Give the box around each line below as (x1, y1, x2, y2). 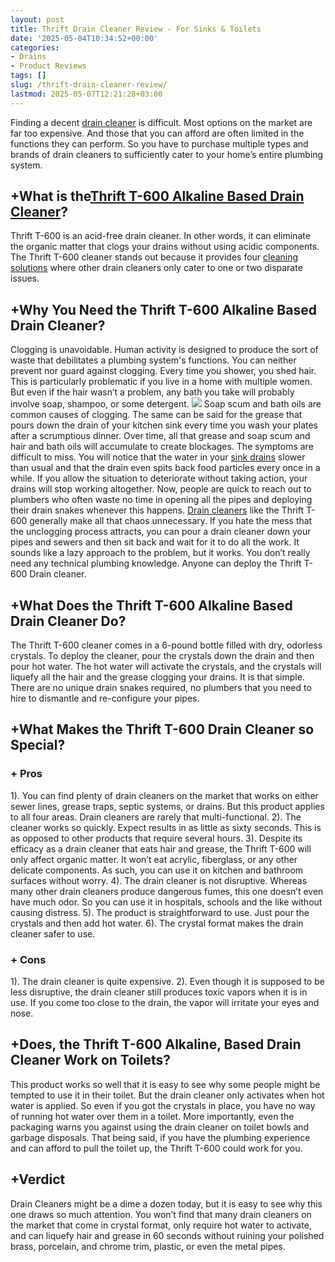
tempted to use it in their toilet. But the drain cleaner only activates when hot (10, 1089, 325, 1101)
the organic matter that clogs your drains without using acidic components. (10, 241, 320, 253)
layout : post (10, 14, 65, 25)
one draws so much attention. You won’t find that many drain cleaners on (10, 1208, 312, 1220)
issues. (10, 272, 40, 285)
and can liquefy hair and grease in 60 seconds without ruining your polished (10, 1229, 325, 1241)
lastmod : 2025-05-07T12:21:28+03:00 (10, 89, 163, 99)
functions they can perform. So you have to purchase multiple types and (10, 137, 309, 150)
